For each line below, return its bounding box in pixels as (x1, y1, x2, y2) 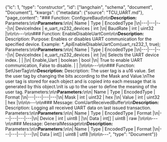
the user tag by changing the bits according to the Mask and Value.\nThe (5, 73, 155, 79)
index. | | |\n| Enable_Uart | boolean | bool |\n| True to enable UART (5, 57, 143, 63)
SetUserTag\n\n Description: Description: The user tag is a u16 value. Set (5, 68, 155, 74)
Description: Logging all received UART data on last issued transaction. (5, 105, 152, 111)
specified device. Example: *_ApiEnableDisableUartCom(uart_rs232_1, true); (5, 41, 161, 47)
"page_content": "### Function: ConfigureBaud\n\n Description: (5, 15, 137, 20)
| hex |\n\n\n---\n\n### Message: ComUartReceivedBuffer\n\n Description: (5, 100, 159, 105)
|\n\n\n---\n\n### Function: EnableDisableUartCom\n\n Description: (5, 31, 144, 36)
